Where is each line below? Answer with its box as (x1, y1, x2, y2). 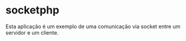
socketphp (5, 4, 60, 17)
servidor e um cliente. (5, 29, 59, 36)
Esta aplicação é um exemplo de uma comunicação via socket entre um (5, 23, 181, 30)
